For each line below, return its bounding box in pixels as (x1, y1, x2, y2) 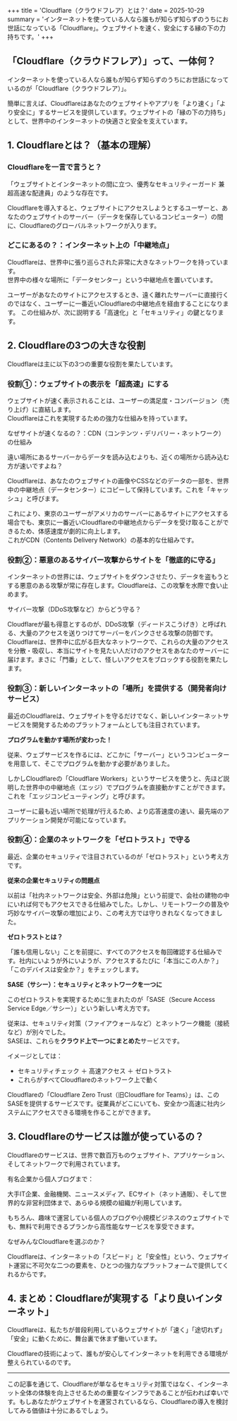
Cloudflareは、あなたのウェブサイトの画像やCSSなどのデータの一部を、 (7, 476, 217, 485)
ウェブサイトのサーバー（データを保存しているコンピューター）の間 (25, 212, 224, 221)
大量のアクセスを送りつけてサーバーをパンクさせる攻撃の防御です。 (19, 629, 217, 637)
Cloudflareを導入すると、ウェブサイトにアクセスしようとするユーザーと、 (7, 203, 222, 212)
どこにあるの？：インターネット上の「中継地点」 (7, 241, 174, 250)
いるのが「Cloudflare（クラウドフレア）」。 (7, 84, 130, 92)
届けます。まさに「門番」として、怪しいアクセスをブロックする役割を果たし (7, 655, 229, 664)
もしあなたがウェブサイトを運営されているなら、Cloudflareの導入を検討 (18, 1398, 229, 1406)
